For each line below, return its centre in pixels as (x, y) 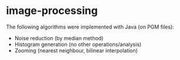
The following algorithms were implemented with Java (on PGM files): (90, 27)
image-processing (52, 11)
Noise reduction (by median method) (59, 38)
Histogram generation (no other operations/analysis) (78, 44)
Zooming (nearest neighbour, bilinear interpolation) (76, 50)
